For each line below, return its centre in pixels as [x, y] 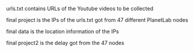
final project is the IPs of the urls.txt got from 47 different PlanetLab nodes [97, 20]
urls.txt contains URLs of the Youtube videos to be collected [80, 9]
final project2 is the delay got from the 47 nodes [65, 43]
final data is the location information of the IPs [62, 31]
